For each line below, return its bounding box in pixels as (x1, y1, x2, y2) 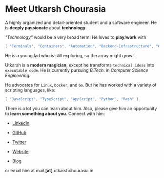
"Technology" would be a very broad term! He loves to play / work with (5, 34, 146, 40)
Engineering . (5, 72, 31, 78)
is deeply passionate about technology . (5, 24, 87, 30)
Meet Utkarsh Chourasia (5, 3, 106, 15)
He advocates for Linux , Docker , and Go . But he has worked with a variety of (5, 82, 157, 88)
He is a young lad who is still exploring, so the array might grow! (5, 52, 134, 58)
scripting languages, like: (5, 87, 56, 93)
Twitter (12, 139, 27, 145)
